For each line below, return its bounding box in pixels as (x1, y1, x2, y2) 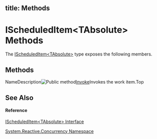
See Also (5, 93, 34, 102)
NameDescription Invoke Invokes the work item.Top (5, 79, 144, 85)
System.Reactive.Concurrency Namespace (5, 128, 94, 134)
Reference (5, 107, 28, 113)
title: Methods (5, 4, 50, 12)
